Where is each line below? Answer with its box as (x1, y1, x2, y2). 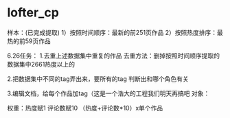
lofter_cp (7, 5, 60, 21)
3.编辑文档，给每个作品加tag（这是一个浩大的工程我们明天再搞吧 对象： (7, 89, 210, 97)
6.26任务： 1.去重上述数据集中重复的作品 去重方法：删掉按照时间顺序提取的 (7, 51, 220, 60)
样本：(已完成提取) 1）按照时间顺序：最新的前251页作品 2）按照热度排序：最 (7, 28, 223, 36)
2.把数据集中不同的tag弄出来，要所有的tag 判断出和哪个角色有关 (7, 74, 189, 83)
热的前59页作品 (7, 36, 51, 45)
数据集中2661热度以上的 (7, 60, 76, 68)
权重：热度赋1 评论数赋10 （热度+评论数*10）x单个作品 (7, 104, 163, 112)
